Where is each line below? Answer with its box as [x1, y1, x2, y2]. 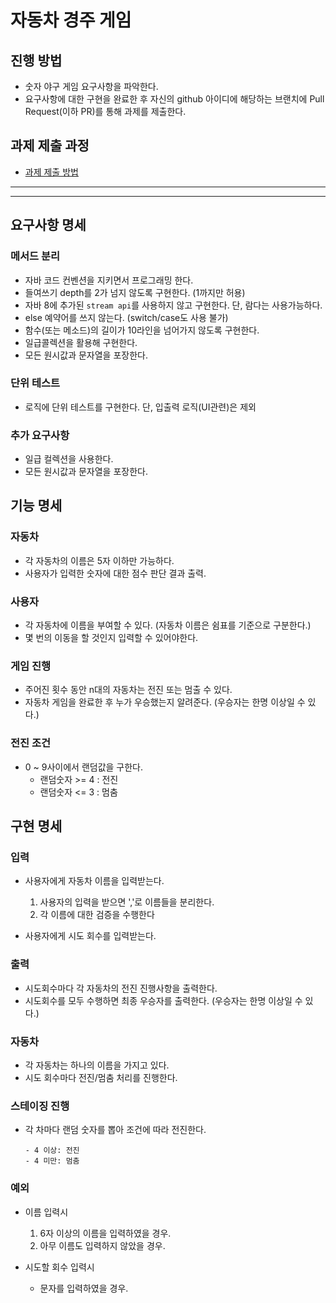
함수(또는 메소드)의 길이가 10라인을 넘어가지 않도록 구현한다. [24, 324, 260, 336]
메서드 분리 [10, 249, 61, 263]
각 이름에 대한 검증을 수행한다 [39, 909, 155, 921]
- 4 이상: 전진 [24, 1146, 80, 1156]
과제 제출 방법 [24, 166, 79, 178]
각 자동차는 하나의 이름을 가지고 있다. [24, 1059, 170, 1071]
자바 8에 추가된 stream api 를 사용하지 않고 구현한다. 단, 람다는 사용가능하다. [24, 299, 323, 311]
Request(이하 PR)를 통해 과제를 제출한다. [24, 106, 187, 117]
